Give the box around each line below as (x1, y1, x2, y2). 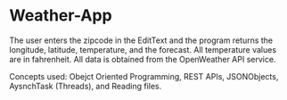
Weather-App (9, 5, 113, 26)
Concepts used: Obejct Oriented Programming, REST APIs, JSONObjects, (9, 71, 279, 81)
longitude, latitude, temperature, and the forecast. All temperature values (9, 44, 277, 54)
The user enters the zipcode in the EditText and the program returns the (9, 35, 274, 46)
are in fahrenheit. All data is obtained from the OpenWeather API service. (9, 54, 276, 64)
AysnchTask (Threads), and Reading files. (9, 80, 162, 91)
